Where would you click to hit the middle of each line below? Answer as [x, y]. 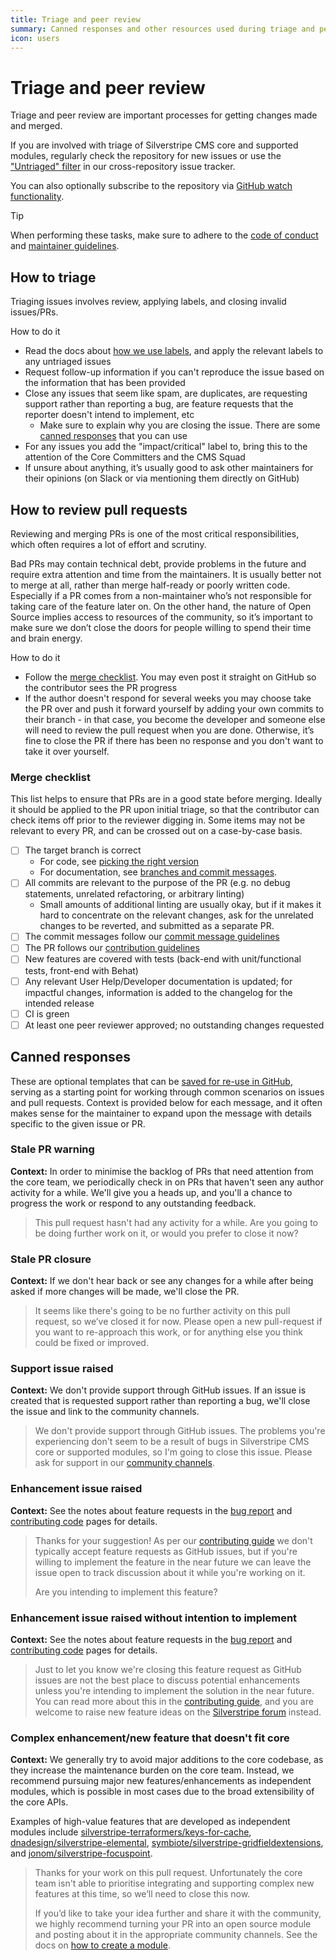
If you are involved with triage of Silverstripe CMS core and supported [154, 145]
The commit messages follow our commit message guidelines [152, 937]
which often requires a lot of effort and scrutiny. [108, 544]
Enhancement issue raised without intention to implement [154, 1618]
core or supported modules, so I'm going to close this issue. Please [173, 1452]
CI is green [47, 1013]
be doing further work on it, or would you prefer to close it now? [166, 1233]
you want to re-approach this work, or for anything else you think [168, 1332]
